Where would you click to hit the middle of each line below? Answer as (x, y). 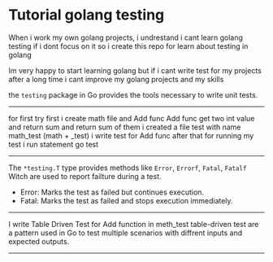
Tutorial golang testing (87, 15)
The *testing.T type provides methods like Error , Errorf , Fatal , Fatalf (128, 168)
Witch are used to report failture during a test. (85, 176)
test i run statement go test (54, 144)
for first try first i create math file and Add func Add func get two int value (132, 118)
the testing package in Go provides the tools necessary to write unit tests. (133, 94)
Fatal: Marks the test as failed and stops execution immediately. (126, 200)
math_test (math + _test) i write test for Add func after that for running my (131, 135)
